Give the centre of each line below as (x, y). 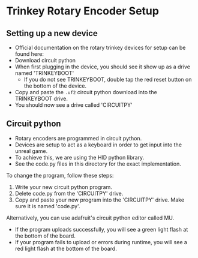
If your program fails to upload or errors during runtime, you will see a (101, 242)
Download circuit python (45, 60)
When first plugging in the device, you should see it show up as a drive (103, 67)
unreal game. (31, 151)
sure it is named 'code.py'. (47, 206)
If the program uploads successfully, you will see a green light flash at (101, 229)
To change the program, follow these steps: (60, 175)
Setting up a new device (52, 33)
